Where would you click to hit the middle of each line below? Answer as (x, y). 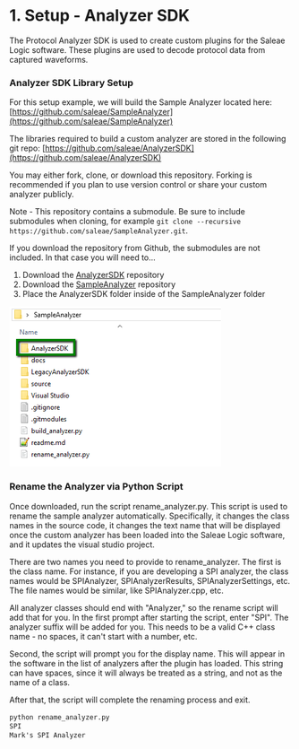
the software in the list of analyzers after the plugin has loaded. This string (146, 663)
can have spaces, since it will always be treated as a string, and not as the (146, 673)
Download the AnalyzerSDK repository (93, 275)
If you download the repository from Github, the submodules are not (135, 248)
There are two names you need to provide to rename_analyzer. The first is (145, 562)
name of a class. (39, 682)
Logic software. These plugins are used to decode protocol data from (137, 49)
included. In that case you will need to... (83, 257)
